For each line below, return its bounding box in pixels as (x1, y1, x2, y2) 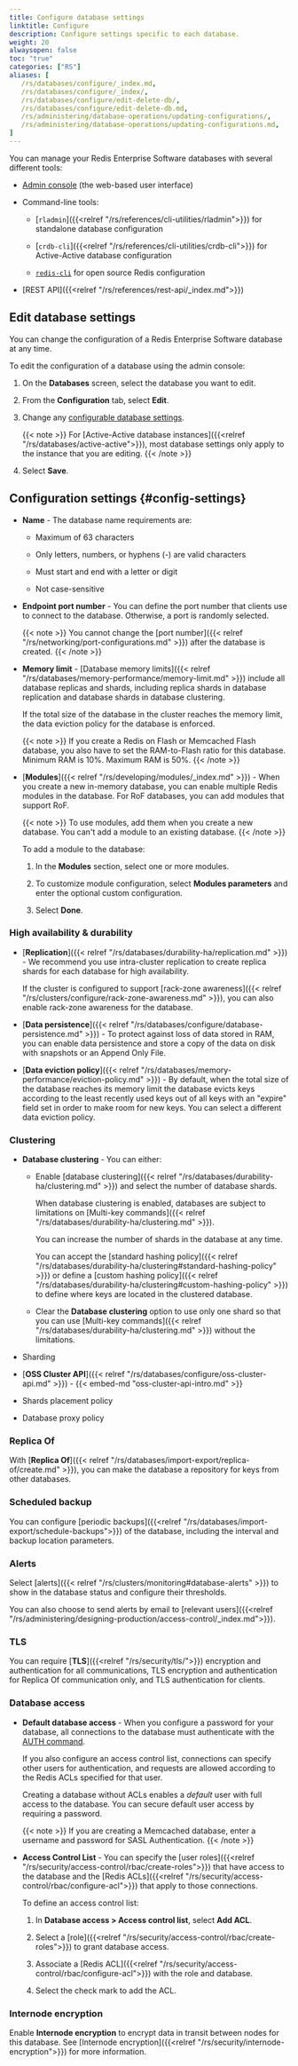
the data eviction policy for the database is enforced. (21, 718, 216, 729)
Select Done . (35, 905, 83, 915)
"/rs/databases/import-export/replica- (110, 1455, 250, 1466)
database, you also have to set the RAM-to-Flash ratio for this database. (21, 745, 286, 756)
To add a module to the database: (21, 843, 145, 854)
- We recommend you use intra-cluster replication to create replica (21, 956, 267, 967)
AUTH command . (21, 1736, 86, 1746)
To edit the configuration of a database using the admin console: (9, 360, 246, 371)
